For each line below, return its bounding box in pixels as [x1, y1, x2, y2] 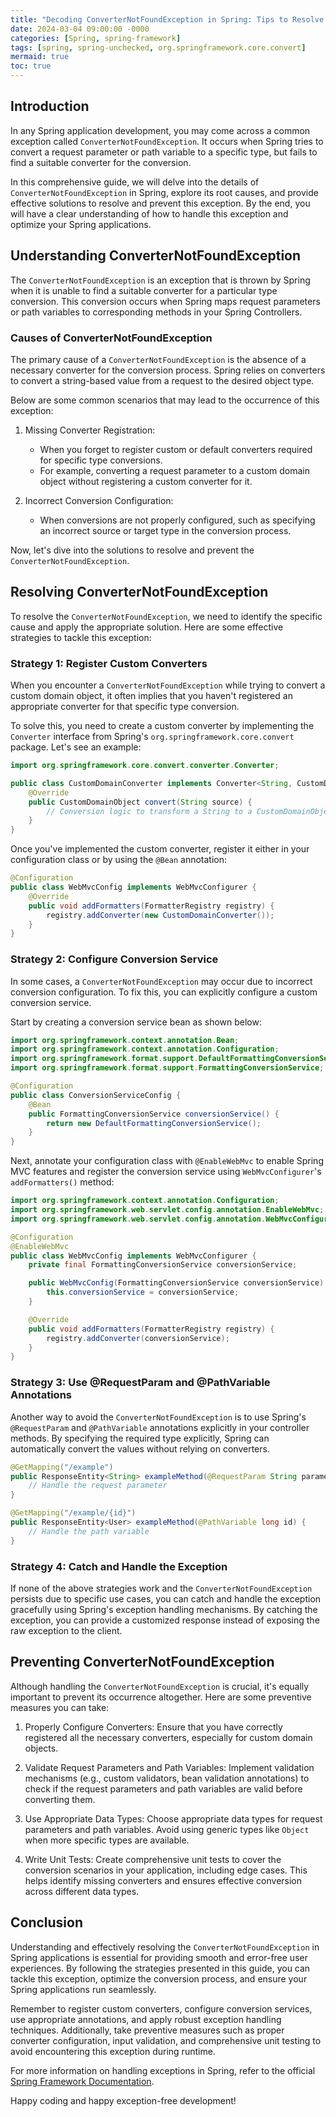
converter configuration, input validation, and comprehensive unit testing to [10, 2034, 322, 2046]
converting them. [24, 1793, 96, 1805]
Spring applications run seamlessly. [10, 1983, 157, 1995]
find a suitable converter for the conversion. [10, 156, 192, 168]
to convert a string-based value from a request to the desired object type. [10, 374, 315, 386]
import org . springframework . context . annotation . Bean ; [10, 1035, 240, 1045]
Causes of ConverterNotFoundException [10, 331, 213, 345]
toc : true [10, 61, 52, 71]
